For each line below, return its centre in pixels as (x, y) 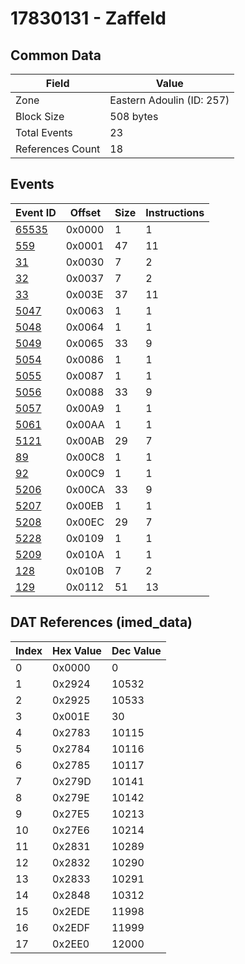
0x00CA (85, 489)
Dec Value (136, 650)
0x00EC (85, 522)
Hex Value (77, 650)
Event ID (36, 212)
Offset (85, 212)
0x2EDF (71, 927)
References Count (58, 149)
